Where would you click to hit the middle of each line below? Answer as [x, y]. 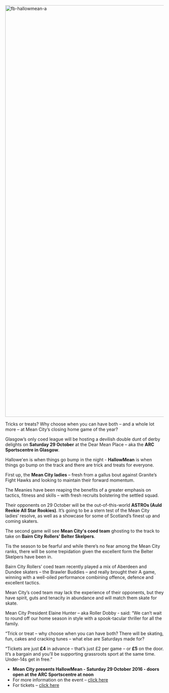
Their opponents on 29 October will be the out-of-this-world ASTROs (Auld [83, 505]
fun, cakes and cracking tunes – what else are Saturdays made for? [75, 639]
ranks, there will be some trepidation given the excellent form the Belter [79, 551]
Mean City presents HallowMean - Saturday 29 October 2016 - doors [86, 669]
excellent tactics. [23, 583]
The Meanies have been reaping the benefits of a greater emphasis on [78, 490]
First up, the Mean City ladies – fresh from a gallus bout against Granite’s [81, 475]
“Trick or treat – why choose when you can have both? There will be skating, [84, 633]
